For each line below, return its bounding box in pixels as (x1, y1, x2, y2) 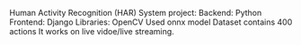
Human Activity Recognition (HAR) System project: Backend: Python (9, 8, 262, 18)
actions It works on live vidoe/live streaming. (9, 26, 175, 36)
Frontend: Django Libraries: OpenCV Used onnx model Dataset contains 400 (9, 17, 293, 27)
